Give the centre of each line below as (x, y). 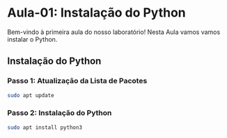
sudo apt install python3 (45, 127)
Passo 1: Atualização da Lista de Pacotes (77, 81)
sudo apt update (31, 95)
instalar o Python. (32, 39)
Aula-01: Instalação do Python (96, 13)
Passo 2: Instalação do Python (60, 113)
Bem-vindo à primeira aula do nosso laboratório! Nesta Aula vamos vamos (114, 32)
